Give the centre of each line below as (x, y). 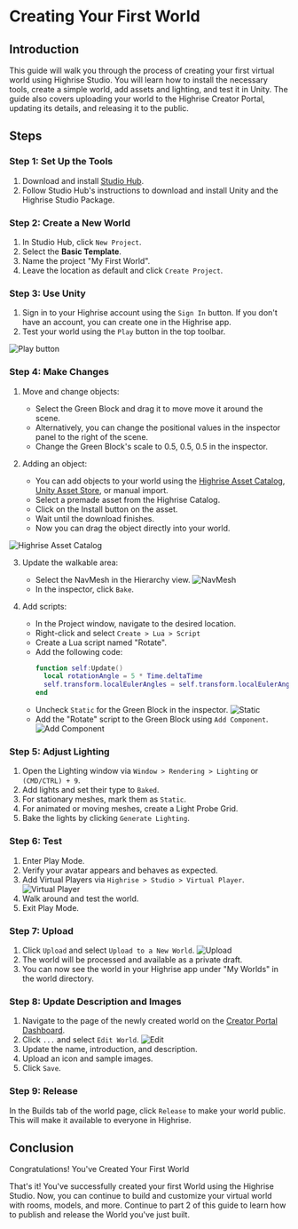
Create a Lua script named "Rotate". (101, 642)
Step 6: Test (35, 842)
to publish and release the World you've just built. (100, 1215)
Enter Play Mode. (53, 860)
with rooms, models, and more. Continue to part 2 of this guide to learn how (148, 1205)
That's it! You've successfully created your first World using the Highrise (142, 1186)
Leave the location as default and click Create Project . (122, 270)
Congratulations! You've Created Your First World (99, 1169)
